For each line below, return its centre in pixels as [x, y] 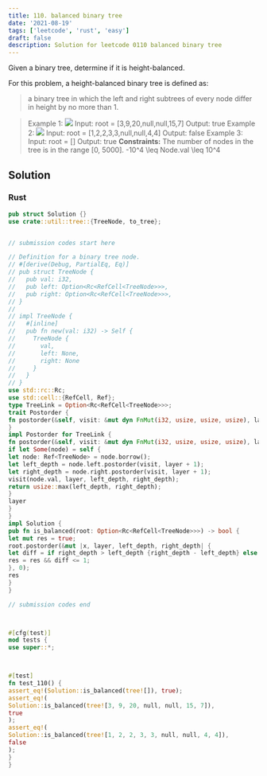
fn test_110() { [35, 684]
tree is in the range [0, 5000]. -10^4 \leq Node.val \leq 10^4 [124, 150]
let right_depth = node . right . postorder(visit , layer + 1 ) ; [110, 472]
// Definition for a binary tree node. [74, 257]
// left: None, [44, 353]
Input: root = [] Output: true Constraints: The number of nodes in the [141, 142]
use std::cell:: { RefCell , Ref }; [62, 398]
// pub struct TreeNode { [51, 272]
